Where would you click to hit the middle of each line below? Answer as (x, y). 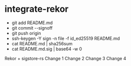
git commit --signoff (32, 28)
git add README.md (32, 23)
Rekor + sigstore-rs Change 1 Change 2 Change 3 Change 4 (65, 58)
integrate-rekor (37, 9)
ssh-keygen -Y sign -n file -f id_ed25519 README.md (66, 38)
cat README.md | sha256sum (42, 43)
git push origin (26, 33)
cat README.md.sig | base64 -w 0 (47, 49)
